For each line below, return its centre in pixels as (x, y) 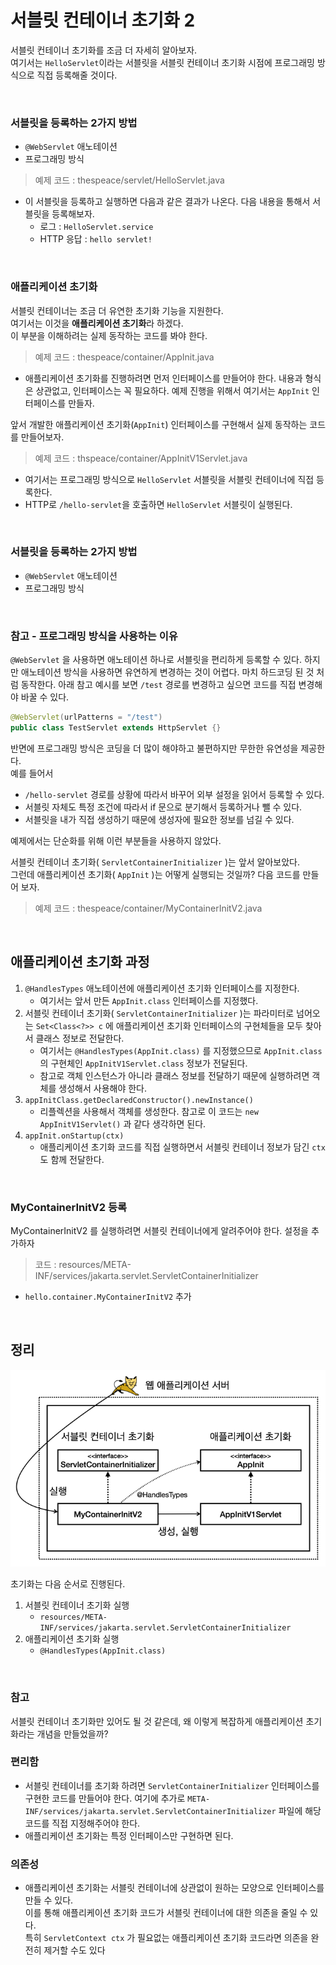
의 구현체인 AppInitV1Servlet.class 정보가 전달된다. (143, 1063)
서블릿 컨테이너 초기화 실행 (77, 1605)
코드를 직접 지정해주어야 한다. (82, 1823)
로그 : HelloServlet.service (96, 227)
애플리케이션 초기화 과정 (80, 962)
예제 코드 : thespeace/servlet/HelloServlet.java (129, 180)
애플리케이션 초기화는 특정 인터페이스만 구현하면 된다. (129, 1835)
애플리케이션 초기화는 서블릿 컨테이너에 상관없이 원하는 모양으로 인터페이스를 (174, 1888)
